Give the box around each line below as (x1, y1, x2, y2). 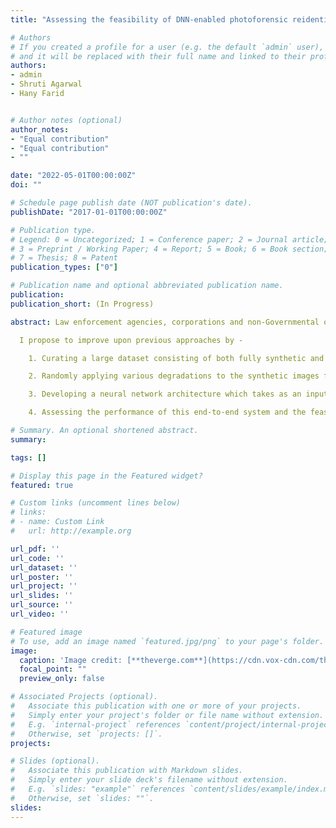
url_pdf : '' (10, 544, 60, 554)
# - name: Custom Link (10, 517, 105, 527)
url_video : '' (10, 609, 70, 619)
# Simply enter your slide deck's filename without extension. (10, 775, 288, 785)
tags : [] (10, 452, 47, 463)
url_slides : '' (10, 591, 74, 601)
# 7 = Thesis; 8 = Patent (10, 253, 118, 263)
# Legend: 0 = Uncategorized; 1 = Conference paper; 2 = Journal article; (10, 234, 329, 245)
